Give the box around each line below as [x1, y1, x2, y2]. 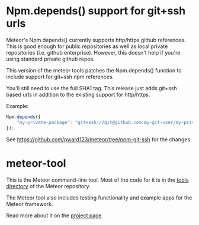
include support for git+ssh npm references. [6, 73, 114, 80]
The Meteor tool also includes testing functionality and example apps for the [6, 194, 192, 201]
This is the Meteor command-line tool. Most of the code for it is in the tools [6, 176, 189, 183]
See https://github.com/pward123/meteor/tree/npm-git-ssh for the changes [6, 135, 191, 143]
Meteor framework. [6, 200, 53, 207]
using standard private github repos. [6, 55, 95, 62]
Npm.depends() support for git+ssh [6, 4, 186, 18]
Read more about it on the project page [6, 212, 102, 219]
